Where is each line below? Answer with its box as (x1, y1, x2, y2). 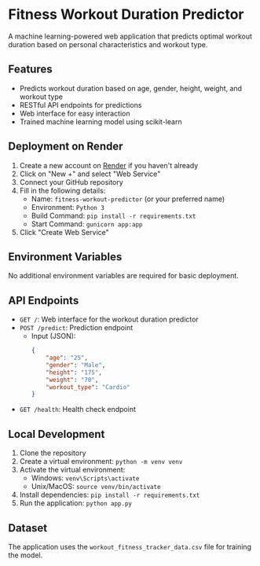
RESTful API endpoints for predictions (19, 100, 142, 109)
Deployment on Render (8, 140, 123, 153)
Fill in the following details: (19, 186, 106, 195)
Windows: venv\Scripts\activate (31, 473, 140, 483)
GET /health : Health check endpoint (19, 405, 136, 414)
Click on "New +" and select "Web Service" (19, 169, 161, 178)
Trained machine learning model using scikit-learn (19, 116, 182, 127)
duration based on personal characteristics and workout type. (8, 39, 208, 49)
